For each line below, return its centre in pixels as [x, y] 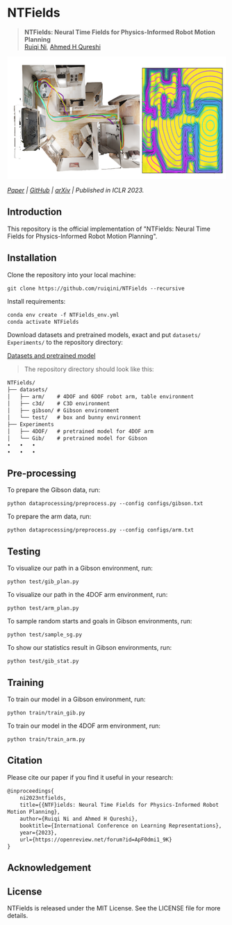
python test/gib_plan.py [43, 582]
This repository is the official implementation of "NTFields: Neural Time [109, 229]
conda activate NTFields [43, 322]
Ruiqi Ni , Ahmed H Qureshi [62, 47]
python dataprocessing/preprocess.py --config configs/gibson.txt [105, 504]
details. [18, 916]
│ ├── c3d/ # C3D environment [59, 403]
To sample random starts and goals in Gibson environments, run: [100, 621]
